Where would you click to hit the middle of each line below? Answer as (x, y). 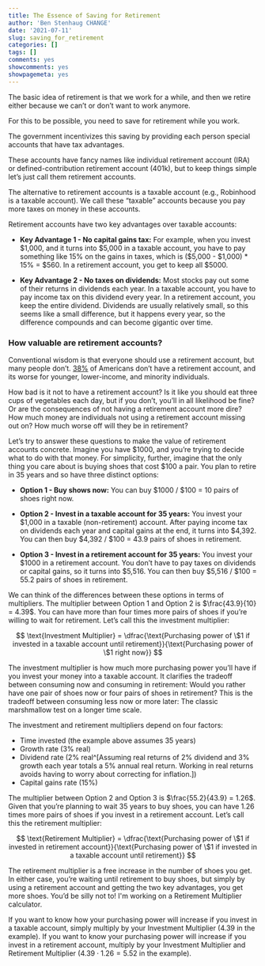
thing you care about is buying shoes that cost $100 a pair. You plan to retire (132, 466)
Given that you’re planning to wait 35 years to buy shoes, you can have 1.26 (131, 806)
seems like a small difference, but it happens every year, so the (122, 314)
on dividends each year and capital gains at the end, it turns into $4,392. (138, 531)
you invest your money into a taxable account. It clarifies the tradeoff (121, 676)
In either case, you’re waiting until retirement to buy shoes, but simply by (127, 879)
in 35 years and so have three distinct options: (84, 474)
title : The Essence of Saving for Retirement (84, 15)
